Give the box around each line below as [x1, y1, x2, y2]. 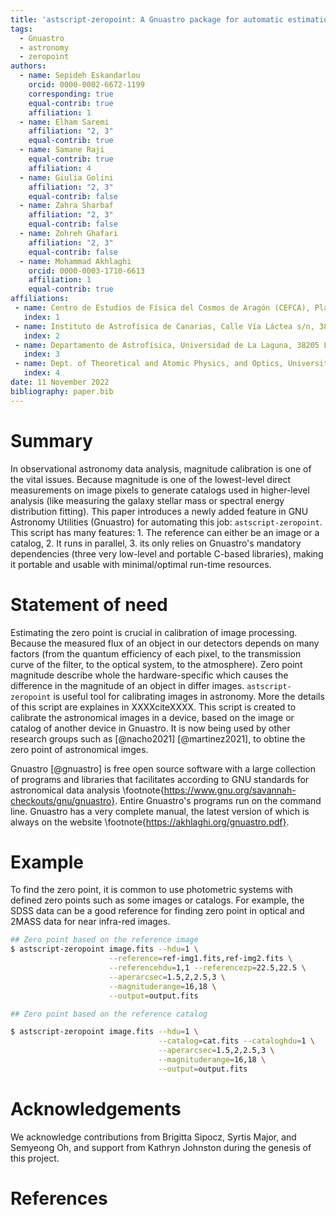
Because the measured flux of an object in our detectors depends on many [10, 637, 320, 649]
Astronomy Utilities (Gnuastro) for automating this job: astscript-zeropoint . [10, 516, 323, 528]
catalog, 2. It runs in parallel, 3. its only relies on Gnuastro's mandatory [10, 537, 302, 549]
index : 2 [23, 331, 60, 341]
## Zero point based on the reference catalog [10, 1009, 208, 1019]
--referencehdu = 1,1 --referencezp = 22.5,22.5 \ [108, 963, 307, 973]
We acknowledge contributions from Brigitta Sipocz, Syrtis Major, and [10, 1131, 297, 1143]
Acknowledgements [10, 1098, 182, 1120]
